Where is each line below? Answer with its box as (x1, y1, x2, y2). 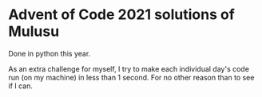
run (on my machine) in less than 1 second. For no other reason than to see (8, 72, 255, 82)
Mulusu (8, 22, 60, 41)
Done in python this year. (8, 48, 91, 58)
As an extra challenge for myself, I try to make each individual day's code (8, 64, 250, 73)
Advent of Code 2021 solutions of (8, 6, 236, 24)
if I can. (8, 81, 34, 91)
